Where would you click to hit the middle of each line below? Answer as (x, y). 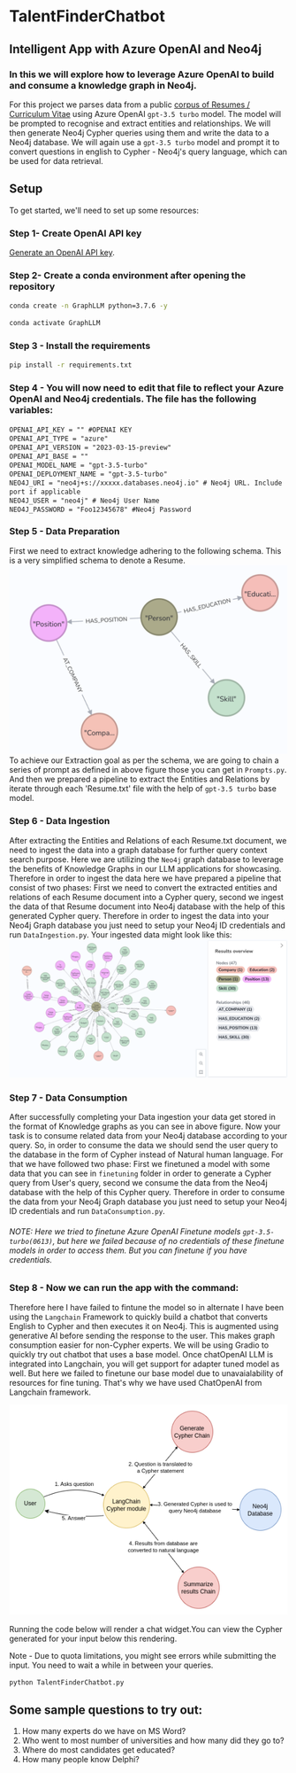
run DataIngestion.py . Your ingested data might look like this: (121, 934)
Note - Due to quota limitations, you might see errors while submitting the (143, 1656)
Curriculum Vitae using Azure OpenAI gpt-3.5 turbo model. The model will (145, 113)
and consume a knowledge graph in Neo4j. (103, 85)
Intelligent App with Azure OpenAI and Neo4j (136, 49)
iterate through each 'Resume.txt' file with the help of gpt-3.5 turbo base (143, 789)
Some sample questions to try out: (106, 1710)
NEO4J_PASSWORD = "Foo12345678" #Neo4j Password (100, 509)
